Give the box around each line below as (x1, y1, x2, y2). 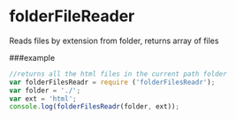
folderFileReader (9, 6, 135, 26)
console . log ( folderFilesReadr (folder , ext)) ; (9, 102, 179, 111)
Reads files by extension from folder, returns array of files (9, 35, 219, 46)
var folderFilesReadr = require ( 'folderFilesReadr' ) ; (9, 78, 216, 86)
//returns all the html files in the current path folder (9, 69, 227, 79)
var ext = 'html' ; (9, 94, 77, 103)
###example (9, 52, 56, 63)
